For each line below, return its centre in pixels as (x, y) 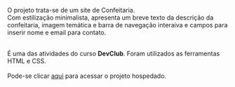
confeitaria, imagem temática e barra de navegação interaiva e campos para (117, 25)
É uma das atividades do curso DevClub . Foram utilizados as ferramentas (114, 53)
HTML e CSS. (27, 61)
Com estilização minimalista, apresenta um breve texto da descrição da (110, 18)
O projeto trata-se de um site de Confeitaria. (71, 10)
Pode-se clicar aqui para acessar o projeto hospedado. (87, 76)
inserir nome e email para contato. (57, 32)
